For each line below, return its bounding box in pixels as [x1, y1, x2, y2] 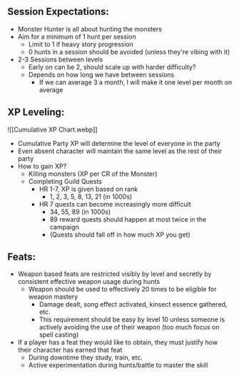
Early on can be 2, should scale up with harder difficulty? [28, 62, 196, 71]
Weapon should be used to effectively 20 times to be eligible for [28, 285, 217, 294]
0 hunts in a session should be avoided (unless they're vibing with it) [28, 47, 230, 56]
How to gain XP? [17, 162, 67, 170]
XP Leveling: [7, 107, 65, 119]
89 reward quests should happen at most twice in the [49, 214, 207, 224]
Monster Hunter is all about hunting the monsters [17, 24, 163, 33]
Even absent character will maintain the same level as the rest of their [17, 147, 223, 155]
